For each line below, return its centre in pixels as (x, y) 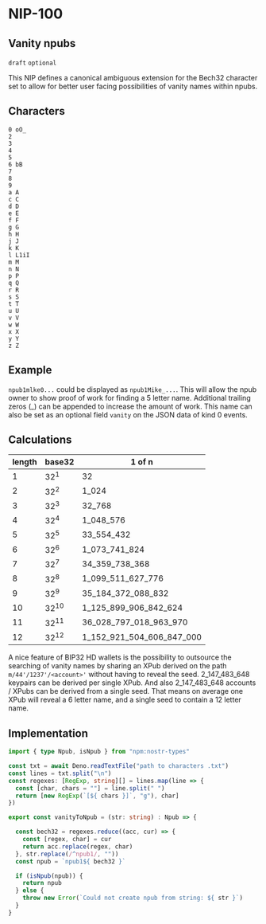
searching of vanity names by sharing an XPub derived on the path (118, 666)
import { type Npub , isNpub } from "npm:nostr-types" (99, 752)
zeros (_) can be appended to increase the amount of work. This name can (130, 406)
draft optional (33, 63)
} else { (30, 891)
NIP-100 (36, 14)
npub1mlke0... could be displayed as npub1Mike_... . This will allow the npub (133, 389)
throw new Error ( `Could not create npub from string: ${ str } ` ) (133, 898)
